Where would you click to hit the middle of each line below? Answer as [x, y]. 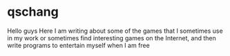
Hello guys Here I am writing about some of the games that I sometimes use [115, 31]
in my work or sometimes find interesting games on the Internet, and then [112, 38]
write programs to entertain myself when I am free [78, 45]
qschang [33, 12]
